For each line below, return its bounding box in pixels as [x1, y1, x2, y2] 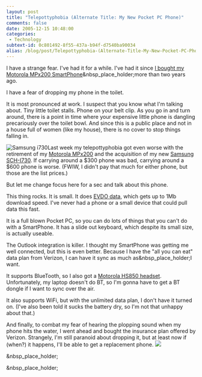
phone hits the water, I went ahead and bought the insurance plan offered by [6, 327, 196, 334]
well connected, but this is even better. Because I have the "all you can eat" [6, 247, 194, 255]
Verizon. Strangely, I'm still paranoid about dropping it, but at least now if [6, 334, 187, 341]
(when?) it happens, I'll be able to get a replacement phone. [6, 340, 154, 348]
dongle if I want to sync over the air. [6, 285, 95, 292]
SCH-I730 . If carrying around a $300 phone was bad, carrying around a [6, 157, 185, 164]
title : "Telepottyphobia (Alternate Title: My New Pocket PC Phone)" [6, 14, 185, 20]
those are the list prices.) [6, 169, 68, 176]
